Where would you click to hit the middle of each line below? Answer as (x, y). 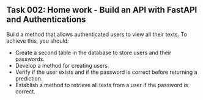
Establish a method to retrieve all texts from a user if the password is (102, 85)
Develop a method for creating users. (62, 65)
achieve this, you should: (38, 41)
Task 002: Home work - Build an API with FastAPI (102, 10)
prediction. (29, 78)
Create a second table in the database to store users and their (93, 52)
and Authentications (46, 20)
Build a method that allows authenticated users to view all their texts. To (97, 34)
